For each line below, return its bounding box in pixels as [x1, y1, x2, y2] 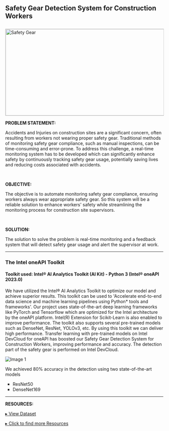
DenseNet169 [12, 386, 41, 392]
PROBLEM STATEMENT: [5, 120, 56, 126]
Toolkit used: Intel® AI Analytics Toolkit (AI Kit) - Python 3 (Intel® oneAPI [5, 271, 159, 277]
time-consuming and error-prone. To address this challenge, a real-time [5, 145, 154, 151]
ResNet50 [12, 381, 34, 387]
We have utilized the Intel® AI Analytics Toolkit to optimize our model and [5, 288, 156, 294]
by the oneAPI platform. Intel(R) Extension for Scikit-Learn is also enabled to [5, 314, 162, 320]
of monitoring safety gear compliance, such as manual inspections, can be [5, 140, 159, 146]
